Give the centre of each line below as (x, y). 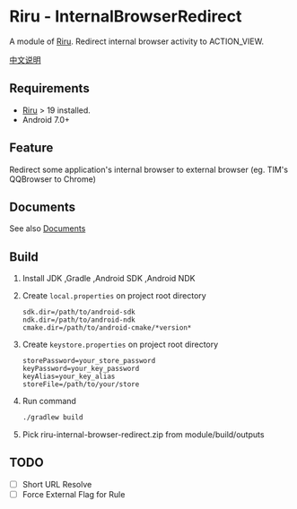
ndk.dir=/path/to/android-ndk (79, 320)
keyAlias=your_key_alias (69, 377)
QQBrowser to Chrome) (53, 179)
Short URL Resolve (57, 484)
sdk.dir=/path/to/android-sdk (79, 312)
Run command (49, 401)
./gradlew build (52, 418)
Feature (31, 148)
